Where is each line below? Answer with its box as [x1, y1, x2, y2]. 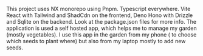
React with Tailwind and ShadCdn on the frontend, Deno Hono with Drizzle [6, 12, 193, 19]
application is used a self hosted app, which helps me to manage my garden [6, 24, 197, 32]
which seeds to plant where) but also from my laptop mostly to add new [6, 38, 186, 44]
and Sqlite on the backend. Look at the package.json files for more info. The [6, 18, 196, 25]
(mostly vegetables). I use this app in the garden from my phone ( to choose [6, 31, 197, 38]
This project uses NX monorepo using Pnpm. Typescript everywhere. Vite [6, 5, 191, 12]
